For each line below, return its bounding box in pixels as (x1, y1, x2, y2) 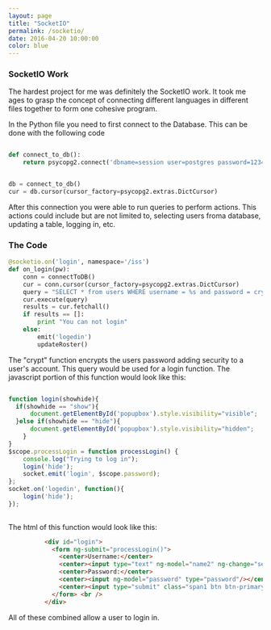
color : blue (8, 42, 48, 50)
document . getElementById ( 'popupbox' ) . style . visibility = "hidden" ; (29, 425, 254, 433)
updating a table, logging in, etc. (8, 219, 115, 229)
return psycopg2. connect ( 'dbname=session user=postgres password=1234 (23, 158, 265, 166)
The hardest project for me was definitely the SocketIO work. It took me (8, 86, 246, 97)
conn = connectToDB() (23, 272, 95, 281)
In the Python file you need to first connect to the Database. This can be (8, 120, 248, 129)
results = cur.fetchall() (23, 303, 110, 311)
